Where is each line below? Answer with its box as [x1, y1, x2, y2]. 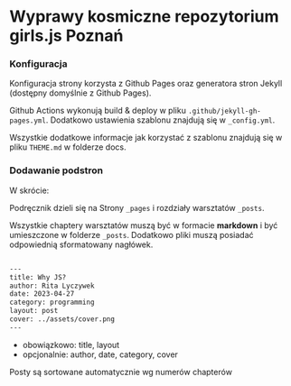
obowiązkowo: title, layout [22, 339, 120, 350]
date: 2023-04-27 [9, 289, 75, 299]
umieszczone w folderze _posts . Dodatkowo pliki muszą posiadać [9, 229, 255, 240]
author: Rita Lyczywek [9, 281, 95, 290]
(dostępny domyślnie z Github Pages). [9, 87, 152, 98]
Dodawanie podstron [9, 164, 104, 177]
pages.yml [9, 116, 47, 125]
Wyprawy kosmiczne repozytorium [9, 6, 279, 27]
